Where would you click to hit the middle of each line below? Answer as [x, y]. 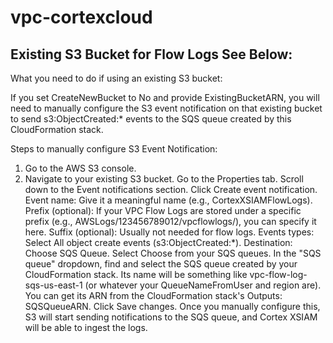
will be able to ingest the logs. [86, 327]
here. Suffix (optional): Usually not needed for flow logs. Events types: [169, 232]
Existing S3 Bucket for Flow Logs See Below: [151, 54]
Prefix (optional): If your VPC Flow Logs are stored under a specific [163, 210]
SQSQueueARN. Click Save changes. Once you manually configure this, [172, 306]
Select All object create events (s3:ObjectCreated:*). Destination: [158, 242]
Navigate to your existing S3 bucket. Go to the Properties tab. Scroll [164, 179]
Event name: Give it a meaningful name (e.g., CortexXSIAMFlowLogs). [168, 200]
